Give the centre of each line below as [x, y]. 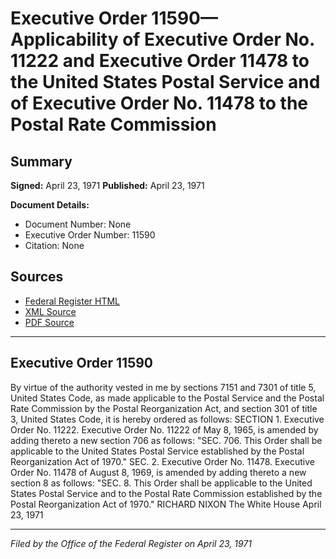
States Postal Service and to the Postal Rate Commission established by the [166, 493]
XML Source [50, 311]
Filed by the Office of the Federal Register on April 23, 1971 [131, 543]
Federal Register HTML [72, 301]
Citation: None [54, 245]
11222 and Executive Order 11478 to [160, 61]
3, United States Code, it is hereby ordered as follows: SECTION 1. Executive [167, 419]
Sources [37, 277]
